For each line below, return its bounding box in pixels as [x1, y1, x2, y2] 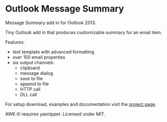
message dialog [20, 70, 53, 76]
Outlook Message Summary [5, 3, 124, 15]
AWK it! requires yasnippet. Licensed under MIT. [5, 111, 106, 117]
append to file [20, 81, 49, 87]
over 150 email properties [12, 54, 65, 60]
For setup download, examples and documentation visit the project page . [5, 101, 157, 107]
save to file [20, 75, 43, 81]
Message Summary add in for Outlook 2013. [5, 20, 97, 26]
